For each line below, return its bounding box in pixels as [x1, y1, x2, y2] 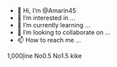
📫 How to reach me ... [17, 36, 81, 44]
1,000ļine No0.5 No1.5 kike [7, 52, 83, 59]
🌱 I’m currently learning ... [17, 21, 91, 29]
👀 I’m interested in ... [17, 14, 76, 22]
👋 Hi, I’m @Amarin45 [17, 7, 76, 14]
